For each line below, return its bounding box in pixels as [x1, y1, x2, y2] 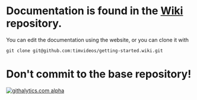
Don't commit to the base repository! [6, 67, 192, 81]
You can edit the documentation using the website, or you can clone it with [6, 36, 189, 43]
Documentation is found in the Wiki [6, 4, 183, 18]
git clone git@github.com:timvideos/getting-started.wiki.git [6, 47, 163, 54]
